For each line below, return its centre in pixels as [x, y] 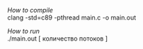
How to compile [30, 10]
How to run [24, 31]
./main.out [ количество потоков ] [58, 38]
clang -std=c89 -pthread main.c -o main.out [72, 17]
